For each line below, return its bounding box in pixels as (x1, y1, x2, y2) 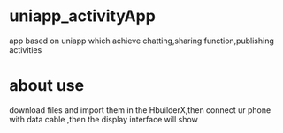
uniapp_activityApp (9, 6, 157, 26)
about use (9, 76, 85, 96)
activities (9, 44, 42, 55)
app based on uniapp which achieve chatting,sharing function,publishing (9, 35, 274, 46)
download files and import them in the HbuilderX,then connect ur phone (9, 104, 272, 115)
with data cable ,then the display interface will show (9, 114, 199, 124)
